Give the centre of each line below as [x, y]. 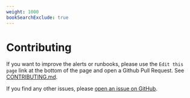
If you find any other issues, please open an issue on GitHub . [82, 89]
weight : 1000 [23, 12]
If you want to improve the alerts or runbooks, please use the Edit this [95, 64]
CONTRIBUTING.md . [32, 77]
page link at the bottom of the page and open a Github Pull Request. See [95, 71]
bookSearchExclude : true [37, 18]
